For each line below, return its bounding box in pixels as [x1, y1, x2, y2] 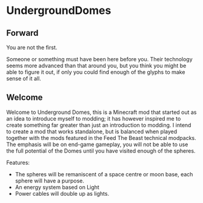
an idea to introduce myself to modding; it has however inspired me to [6, 115, 181, 122]
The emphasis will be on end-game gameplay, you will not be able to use [6, 141, 188, 148]
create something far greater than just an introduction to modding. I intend [6, 121, 191, 128]
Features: [6, 159, 30, 166]
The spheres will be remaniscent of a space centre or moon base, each [15, 170, 193, 178]
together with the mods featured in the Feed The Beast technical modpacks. [6, 134, 196, 141]
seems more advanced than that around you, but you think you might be [6, 62, 187, 69]
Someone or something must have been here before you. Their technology [6, 56, 193, 62]
